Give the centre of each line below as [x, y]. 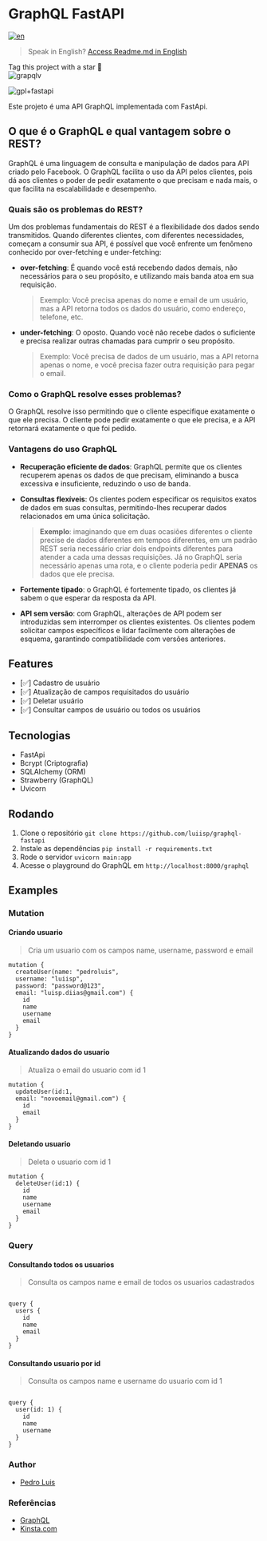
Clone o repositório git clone [68, 833]
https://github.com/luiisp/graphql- [181, 834]
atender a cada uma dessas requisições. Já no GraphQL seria [141, 557]
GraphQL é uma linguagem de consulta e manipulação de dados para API [129, 163]
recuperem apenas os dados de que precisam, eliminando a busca [129, 475]
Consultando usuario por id [55, 1363]
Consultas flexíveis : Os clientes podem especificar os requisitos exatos [138, 499]
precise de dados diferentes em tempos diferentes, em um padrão [148, 540]
